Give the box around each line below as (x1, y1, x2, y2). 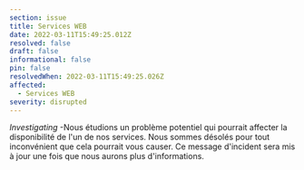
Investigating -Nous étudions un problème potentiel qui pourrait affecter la (9, 122, 288, 133)
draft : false (9, 47, 59, 56)
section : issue (9, 13, 67, 23)
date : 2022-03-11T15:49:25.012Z (9, 30, 132, 39)
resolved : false (9, 38, 71, 48)
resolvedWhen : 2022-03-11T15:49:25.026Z (9, 72, 165, 81)
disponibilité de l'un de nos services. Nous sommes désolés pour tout (9, 132, 270, 143)
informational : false (9, 55, 92, 64)
